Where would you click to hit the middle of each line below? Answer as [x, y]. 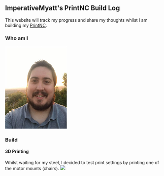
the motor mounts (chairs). [32, 168]
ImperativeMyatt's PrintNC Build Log [63, 8]
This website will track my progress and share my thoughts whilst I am [76, 20]
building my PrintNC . [26, 25]
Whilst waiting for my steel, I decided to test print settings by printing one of [82, 162]
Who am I [16, 38]
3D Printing [17, 152]
